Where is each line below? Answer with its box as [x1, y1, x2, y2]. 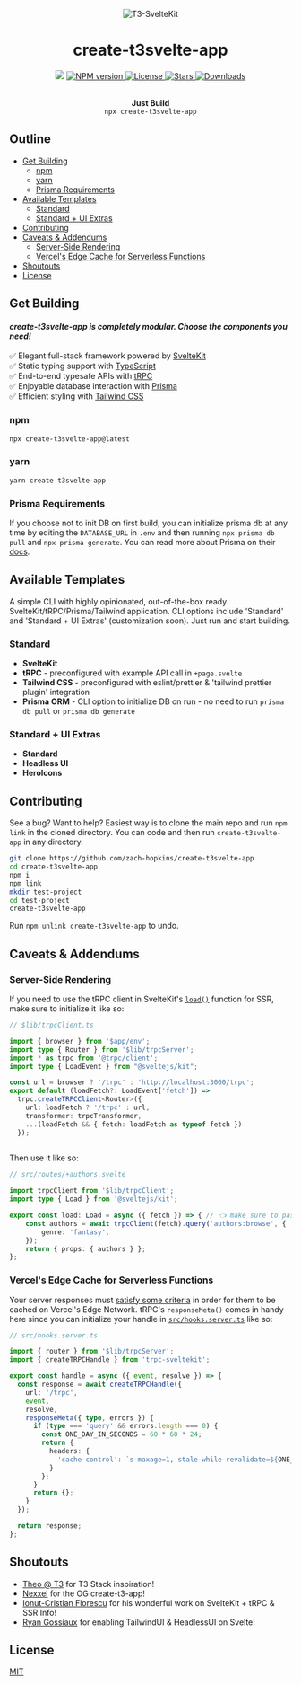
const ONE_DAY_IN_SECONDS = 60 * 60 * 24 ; [41, 1430, 202, 1439]
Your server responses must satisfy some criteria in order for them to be [9, 1294, 276, 1305]
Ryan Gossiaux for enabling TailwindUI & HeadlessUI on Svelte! [21, 1617, 255, 1628]
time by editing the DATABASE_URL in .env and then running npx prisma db [9, 526, 275, 538]
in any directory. [23, 836, 83, 848]
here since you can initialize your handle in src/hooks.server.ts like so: [9, 1313, 273, 1324]
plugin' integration [21, 687, 90, 698]
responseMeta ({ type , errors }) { [25, 1413, 154, 1423]
